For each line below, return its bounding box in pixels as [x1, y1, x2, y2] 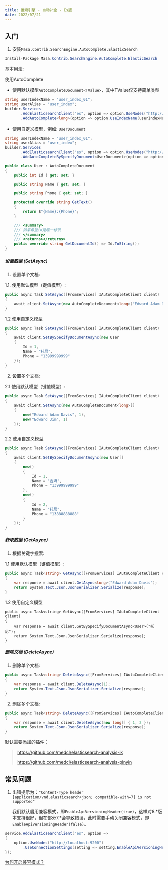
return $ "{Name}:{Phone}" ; [23, 209, 79, 214]
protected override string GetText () [14, 200, 93, 205]
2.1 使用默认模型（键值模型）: [5, 384, 66, 390]
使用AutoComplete [5, 76, 44, 83]
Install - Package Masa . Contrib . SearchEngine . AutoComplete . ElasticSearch [5, 56, 157, 61]
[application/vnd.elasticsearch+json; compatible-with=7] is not [12, 795, 151, 800]
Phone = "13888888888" [31, 511, 79, 516]
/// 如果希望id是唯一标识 [14, 227, 61, 232]
